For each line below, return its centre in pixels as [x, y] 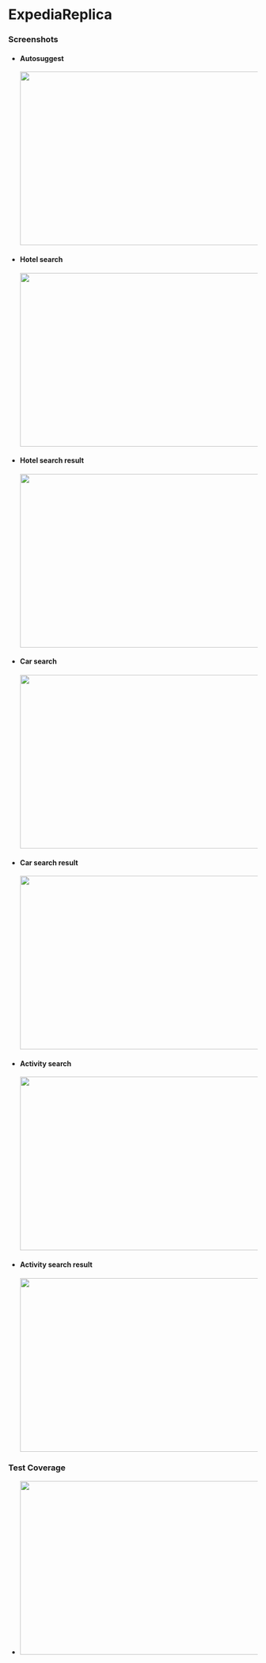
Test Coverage [37, 1468]
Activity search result [56, 1265]
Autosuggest [42, 58]
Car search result [49, 862]
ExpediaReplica [60, 15]
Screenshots [33, 40]
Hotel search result [52, 460]
